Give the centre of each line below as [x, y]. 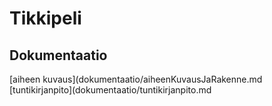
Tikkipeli [45, 18]
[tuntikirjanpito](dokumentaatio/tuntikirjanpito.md [110, 90]
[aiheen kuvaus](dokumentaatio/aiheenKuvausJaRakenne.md [136, 79]
